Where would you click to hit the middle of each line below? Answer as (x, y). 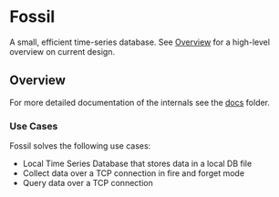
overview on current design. (62, 51)
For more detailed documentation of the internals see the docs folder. (140, 102)
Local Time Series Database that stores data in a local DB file (137, 164)
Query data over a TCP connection (88, 183)
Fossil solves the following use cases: (80, 146)
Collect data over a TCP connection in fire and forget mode (133, 173)
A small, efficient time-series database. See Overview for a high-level (140, 42)
